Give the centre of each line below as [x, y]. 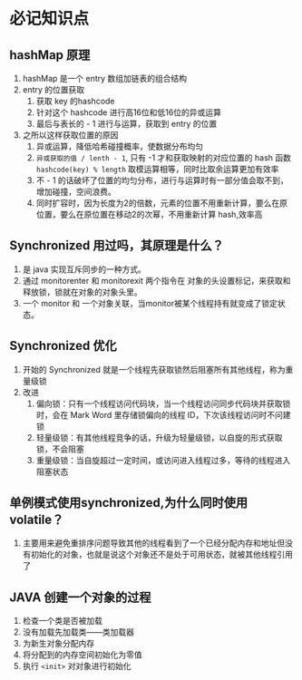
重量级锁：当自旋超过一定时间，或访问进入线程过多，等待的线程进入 [163, 460]
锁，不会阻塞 [60, 449]
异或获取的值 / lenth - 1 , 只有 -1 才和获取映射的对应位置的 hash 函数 [164, 158]
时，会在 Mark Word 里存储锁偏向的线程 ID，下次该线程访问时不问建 [163, 414]
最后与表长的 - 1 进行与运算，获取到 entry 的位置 [127, 124]
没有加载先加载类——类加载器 [78, 632]
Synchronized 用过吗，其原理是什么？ [117, 246]
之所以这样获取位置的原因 [70, 135]
